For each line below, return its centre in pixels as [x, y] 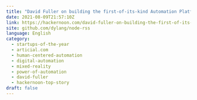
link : [13, 22]
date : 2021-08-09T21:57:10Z [40, 17]
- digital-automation [38, 61]
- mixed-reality [31, 66]
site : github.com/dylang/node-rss [48, 28]
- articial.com [30, 50]
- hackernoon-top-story [40, 83]
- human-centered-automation [47, 55]
